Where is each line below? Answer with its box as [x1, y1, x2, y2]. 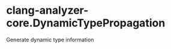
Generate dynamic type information [6, 36, 94, 43]
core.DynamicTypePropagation [6, 16, 166, 30]
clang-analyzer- [6, 4, 89, 17]
